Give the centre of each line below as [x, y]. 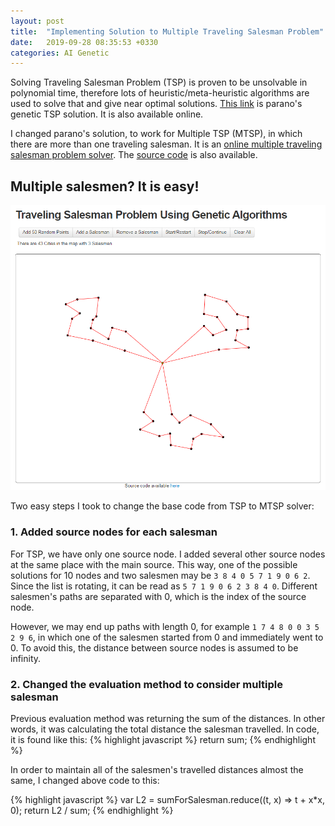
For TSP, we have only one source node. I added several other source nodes [168, 554]
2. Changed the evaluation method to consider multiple [147, 684]
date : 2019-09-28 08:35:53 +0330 [84, 42]
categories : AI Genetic [60, 53]
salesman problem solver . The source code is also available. [134, 155]
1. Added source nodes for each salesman [114, 532]
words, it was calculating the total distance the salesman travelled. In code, [165, 729]
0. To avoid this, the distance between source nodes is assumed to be [154, 647]
